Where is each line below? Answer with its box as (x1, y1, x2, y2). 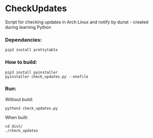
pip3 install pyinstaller (5, 70, 58, 75)
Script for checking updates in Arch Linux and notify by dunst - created (5, 19, 149, 25)
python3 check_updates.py (5, 106, 58, 111)
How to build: (5, 59, 38, 66)
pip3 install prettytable (5, 47, 58, 53)
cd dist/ (5, 124, 23, 129)
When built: (5, 114, 28, 120)
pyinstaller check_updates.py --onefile (5, 74, 89, 79)
